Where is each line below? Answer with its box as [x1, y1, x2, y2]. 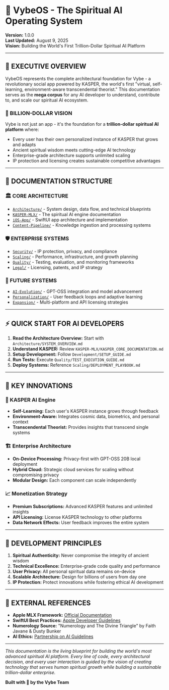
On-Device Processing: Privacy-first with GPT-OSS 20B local [12, 456, 141, 462]
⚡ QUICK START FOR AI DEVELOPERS [5, 319, 124, 328]
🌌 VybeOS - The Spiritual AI [5, 5, 123, 16]
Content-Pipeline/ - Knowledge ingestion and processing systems [12, 222, 151, 228]
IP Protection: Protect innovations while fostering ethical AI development [12, 579, 164, 585]
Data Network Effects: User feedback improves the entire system [12, 520, 149, 526]
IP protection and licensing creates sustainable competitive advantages [12, 158, 161, 164]
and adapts [12, 141, 36, 148]
